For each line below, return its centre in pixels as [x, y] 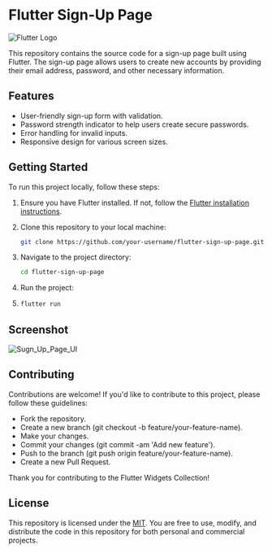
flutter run [40, 304]
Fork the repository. [53, 418]
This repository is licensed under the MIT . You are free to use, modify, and [133, 523]
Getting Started [48, 167]
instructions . [41, 211]
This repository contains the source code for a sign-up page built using [128, 53]
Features [31, 96]
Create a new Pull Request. [65, 462]
